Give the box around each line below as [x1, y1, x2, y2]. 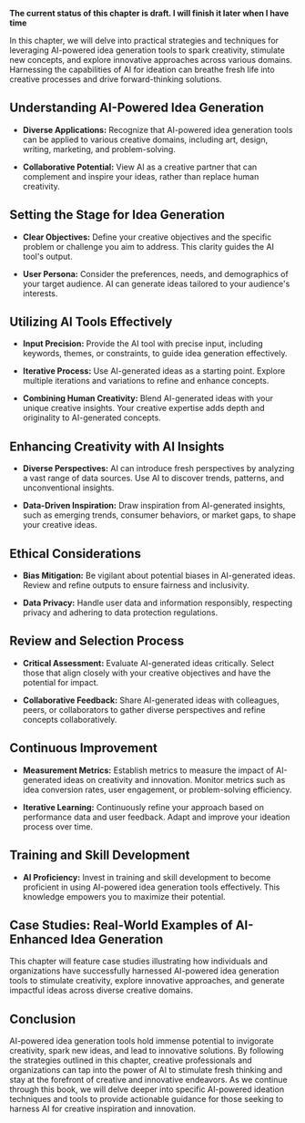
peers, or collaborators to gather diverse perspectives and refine [22, 704, 266, 715]
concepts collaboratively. [22, 714, 117, 725]
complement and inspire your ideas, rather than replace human [22, 170, 259, 181]
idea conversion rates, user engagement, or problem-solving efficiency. [22, 784, 292, 795]
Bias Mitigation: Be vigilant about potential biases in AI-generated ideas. [22, 570, 296, 582]
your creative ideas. [22, 520, 97, 531]
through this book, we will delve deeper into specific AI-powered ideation [9, 1084, 285, 1095]
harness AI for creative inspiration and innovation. [9, 1103, 197, 1115]
